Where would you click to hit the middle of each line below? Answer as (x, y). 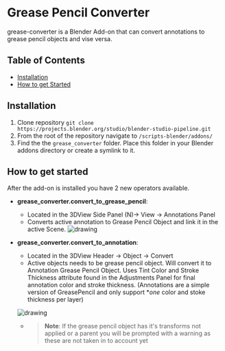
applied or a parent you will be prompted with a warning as (128, 333)
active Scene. (47, 229)
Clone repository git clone (55, 122)
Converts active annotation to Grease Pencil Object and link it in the (122, 222)
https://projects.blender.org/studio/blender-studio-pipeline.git (114, 129)
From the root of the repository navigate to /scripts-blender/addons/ (115, 136)
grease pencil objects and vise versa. (60, 38)
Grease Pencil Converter (79, 13)
